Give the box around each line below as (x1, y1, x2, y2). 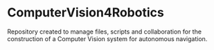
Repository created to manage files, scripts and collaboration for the (7, 27, 202, 36)
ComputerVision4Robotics (7, 5, 164, 21)
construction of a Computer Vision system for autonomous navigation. (7, 34, 208, 42)
